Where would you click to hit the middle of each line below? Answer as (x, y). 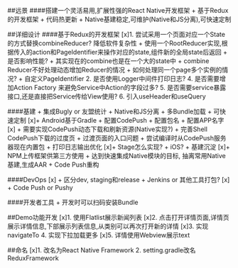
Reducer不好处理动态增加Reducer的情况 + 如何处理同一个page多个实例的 (115, 70)
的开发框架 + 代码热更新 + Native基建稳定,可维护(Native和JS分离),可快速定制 (119, 19)
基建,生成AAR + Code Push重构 (53, 164)
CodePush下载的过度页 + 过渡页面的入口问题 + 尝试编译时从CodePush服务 (117, 138)
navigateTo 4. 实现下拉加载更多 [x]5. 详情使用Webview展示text (99, 235)
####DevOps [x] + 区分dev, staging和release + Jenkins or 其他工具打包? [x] (119, 180)
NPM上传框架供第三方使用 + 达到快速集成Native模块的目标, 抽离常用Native (117, 156)
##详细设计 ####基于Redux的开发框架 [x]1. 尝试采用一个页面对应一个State (117, 34)
